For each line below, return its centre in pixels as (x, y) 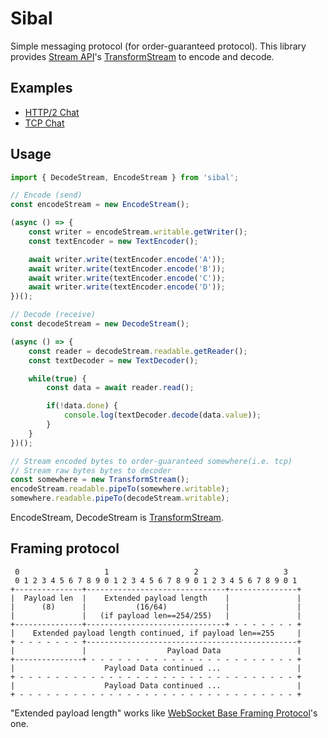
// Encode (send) (46, 195)
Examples (41, 88)
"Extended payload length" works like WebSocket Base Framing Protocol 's (164, 713)
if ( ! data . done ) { (82, 406)
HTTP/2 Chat (52, 112)
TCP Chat (44, 123)
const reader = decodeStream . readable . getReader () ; (138, 351)
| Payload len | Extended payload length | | (156, 598)
